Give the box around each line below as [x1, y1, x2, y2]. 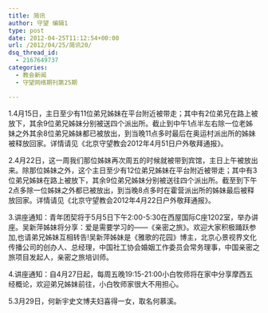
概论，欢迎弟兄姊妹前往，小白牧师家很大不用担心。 [14, 279, 183, 288]
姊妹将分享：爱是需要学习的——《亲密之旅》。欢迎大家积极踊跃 [42, 222, 250, 232]
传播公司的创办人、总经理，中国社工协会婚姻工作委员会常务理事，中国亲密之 [8, 242, 260, 252]
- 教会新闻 [15, 71, 47, 79]
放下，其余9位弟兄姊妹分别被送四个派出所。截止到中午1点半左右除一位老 [8, 118, 246, 128]
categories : [8, 64, 48, 72]
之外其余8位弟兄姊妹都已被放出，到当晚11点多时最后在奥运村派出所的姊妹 [14, 129, 257, 138]
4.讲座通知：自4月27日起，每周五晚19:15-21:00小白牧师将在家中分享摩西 [8, 269, 246, 279]
